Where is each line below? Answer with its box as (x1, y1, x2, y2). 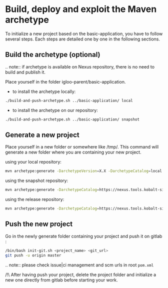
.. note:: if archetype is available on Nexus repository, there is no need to (5, 63, 155, 69)
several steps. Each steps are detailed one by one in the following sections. (5, 36, 160, 42)
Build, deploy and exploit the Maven (5, 3, 157, 15)
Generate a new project (5, 130, 79, 139)
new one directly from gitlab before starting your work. (5, 276, 118, 283)
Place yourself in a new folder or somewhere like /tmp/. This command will (5, 144, 159, 150)
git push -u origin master (5, 252, 61, 258)
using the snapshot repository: (5, 177, 68, 183)
